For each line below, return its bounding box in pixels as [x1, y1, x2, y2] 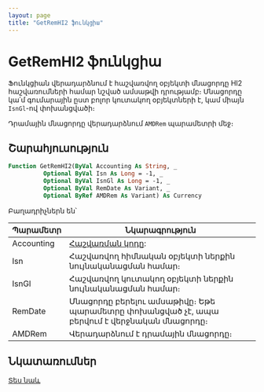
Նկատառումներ [8, 355, 97, 368]
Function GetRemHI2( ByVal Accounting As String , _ [8, 163, 178, 170]
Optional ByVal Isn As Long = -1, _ [42, 170, 163, 178]
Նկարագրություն [124, 225, 196, 236]
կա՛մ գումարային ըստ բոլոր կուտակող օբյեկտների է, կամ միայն [8, 95, 245, 104]
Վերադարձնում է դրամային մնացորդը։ [69, 328, 233, 339]
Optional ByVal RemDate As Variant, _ [42, 184, 170, 192]
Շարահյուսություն [8, 141, 109, 155]
